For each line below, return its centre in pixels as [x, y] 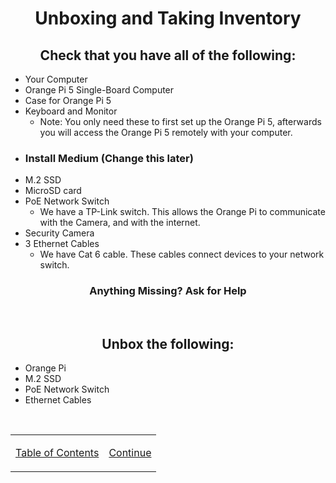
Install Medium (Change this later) [109, 158]
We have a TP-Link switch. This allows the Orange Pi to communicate [182, 212]
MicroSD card [53, 191]
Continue [130, 453]
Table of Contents [57, 453]
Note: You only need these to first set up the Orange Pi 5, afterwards [180, 121]
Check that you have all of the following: [168, 55]
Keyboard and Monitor [71, 111]
